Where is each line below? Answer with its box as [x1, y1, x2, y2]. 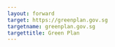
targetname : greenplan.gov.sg [7, 23, 96, 30]
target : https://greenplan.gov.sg [7, 17, 109, 23]
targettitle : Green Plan [7, 29, 80, 37]
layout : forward [7, 10, 55, 17]
